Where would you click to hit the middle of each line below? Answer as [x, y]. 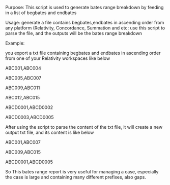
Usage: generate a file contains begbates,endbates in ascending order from [85, 23]
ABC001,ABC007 [23, 142]
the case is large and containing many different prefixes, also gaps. [76, 177]
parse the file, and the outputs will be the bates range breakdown [74, 33]
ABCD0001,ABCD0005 [29, 162]
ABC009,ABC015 [23, 152]
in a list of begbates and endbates [41, 13]
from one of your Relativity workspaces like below [58, 58]
